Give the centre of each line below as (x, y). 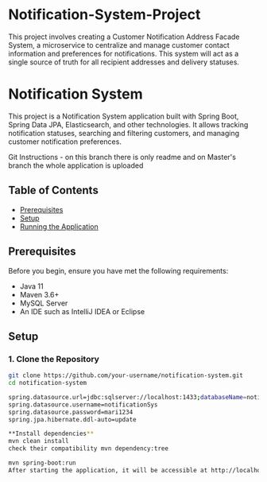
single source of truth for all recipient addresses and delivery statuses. (124, 62)
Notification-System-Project (104, 15)
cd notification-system (48, 383)
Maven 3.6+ (39, 294)
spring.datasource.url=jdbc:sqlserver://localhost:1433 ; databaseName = (128, 397)
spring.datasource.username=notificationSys (83, 404)
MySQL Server (44, 303)
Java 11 (31, 286)
